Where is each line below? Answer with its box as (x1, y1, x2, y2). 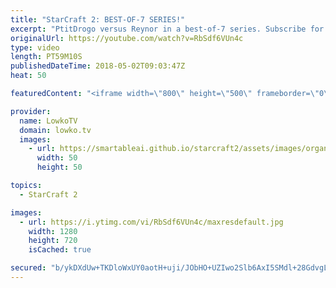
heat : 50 (10, 71, 47, 81)
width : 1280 (28, 226, 78, 236)
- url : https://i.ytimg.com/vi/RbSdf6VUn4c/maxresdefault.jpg (19, 217, 284, 227)
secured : (10, 263, 47, 273)
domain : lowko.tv (19, 125, 92, 135)
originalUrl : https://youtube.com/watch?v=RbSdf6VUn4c (10, 33, 244, 43)
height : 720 (28, 236, 78, 246)
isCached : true (28, 245, 92, 255)
